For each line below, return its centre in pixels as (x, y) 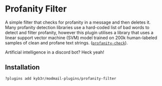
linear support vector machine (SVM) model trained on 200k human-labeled (81, 38)
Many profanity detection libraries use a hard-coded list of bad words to (77, 27)
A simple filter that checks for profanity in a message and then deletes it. (78, 22)
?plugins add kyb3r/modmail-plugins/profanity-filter (61, 78)
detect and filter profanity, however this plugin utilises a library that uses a (79, 32)
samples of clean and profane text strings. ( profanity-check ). (66, 43)
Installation (22, 67)
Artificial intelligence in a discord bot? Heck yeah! (55, 52)
